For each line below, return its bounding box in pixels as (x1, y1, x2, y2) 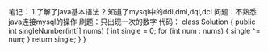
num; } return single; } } (8, 34, 86, 44)
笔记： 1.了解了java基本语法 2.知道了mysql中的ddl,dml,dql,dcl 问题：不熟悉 (8, 7, 257, 16)
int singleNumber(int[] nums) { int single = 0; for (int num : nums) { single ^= (8, 26, 261, 35)
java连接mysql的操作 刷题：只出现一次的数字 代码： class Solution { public (8, 17, 256, 26)
